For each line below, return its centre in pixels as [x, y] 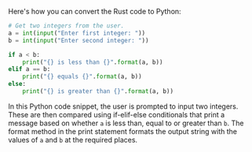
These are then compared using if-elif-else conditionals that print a [117, 114]
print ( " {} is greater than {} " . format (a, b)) [98, 91]
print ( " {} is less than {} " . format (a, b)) [93, 62]
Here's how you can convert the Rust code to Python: [95, 11]
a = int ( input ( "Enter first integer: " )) [77, 33]
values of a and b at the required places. [73, 139]
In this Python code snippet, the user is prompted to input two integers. [123, 106]
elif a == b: [29, 69]
